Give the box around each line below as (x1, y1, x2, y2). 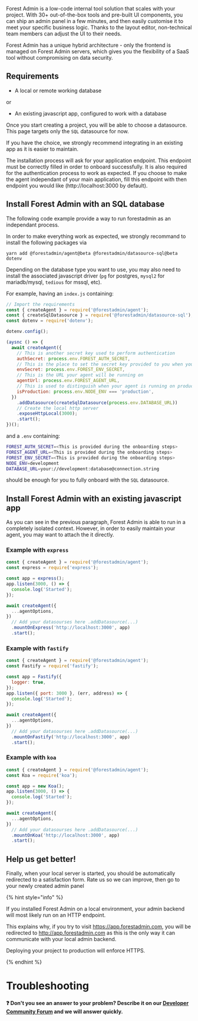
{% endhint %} (6, 958, 42, 966)
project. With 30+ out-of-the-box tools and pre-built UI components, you (6, 11, 183, 18)
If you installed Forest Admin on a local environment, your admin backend (6, 905, 185, 913)
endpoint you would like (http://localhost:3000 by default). (6, 182, 148, 189)
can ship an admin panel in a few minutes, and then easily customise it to (6, 18, 184, 24)
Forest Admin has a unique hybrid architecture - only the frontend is (6, 41, 171, 49)
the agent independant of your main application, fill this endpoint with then (6, 176, 187, 183)
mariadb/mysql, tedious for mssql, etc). (6, 278, 102, 286)
